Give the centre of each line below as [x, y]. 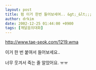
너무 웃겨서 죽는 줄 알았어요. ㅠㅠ [37, 63]
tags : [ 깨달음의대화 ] [24, 28]
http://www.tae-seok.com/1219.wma [42, 42]
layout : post [18, 10]
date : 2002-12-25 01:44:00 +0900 [39, 23]
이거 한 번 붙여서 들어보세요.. [33, 52]
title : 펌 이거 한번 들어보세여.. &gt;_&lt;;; [48, 14]
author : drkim [20, 19]
